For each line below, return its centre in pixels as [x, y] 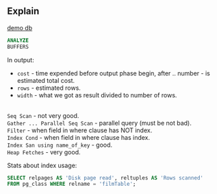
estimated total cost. [46, 80]
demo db [20, 27]
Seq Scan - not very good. [43, 115]
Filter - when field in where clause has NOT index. [80, 130]
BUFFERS [18, 47]
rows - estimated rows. [49, 88]
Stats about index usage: [42, 165]
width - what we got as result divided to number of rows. [97, 95]
